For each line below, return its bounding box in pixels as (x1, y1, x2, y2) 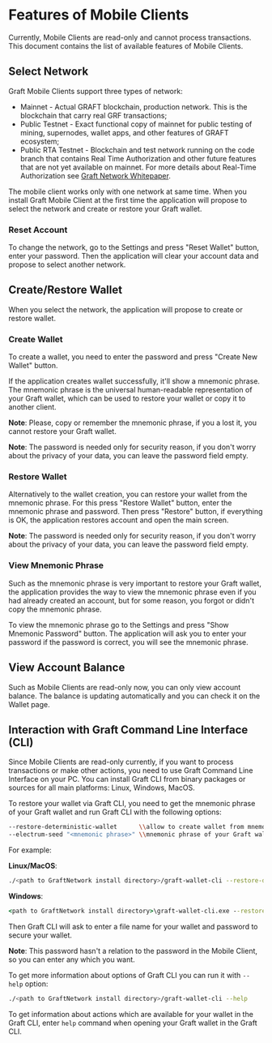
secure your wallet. (8, 930, 73, 940)
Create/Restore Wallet (8, 283, 123, 297)
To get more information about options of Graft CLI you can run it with (8, 970, 241, 980)
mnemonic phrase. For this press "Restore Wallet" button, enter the (8, 498, 232, 508)
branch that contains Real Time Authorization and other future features (19, 153, 257, 163)
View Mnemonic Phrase (8, 560, 104, 571)
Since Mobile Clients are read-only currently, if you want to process (8, 757, 234, 767)
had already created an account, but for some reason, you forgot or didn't (8, 595, 255, 605)
